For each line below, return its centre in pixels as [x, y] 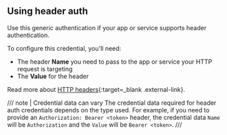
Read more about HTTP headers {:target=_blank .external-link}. [96, 89]
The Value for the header [53, 76]
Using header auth [47, 11]
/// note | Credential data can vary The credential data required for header [112, 103]
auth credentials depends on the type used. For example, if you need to [108, 110]
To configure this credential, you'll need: [64, 48]
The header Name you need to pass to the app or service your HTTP [115, 62]
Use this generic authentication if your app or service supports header [107, 27]
